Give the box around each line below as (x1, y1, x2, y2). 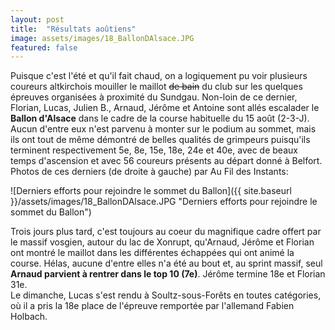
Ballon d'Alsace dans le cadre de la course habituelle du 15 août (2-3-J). (10, 112, 310, 125)
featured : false (10, 42, 78, 53)
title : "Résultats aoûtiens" (10, 24, 137, 34)
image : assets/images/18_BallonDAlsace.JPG (10, 33, 195, 43)
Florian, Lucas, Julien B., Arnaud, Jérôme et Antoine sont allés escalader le (10, 102, 320, 114)
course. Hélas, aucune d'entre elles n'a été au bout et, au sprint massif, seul (10, 257, 323, 270)
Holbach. (10, 311, 48, 323)
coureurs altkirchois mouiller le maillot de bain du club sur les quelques (10, 81, 303, 93)
